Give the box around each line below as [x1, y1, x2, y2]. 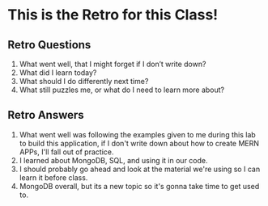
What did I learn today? [19, 68, 97, 78]
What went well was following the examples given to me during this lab [19, 129, 256, 139]
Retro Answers [7, 108, 84, 122]
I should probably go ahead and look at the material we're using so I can [19, 164, 261, 174]
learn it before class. [19, 172, 88, 183]
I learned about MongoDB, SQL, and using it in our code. [19, 155, 208, 165]
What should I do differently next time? [19, 77, 149, 86]
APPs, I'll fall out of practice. [19, 147, 114, 157]
